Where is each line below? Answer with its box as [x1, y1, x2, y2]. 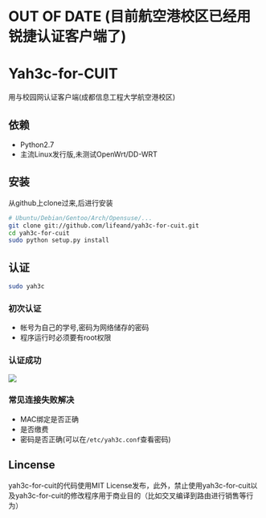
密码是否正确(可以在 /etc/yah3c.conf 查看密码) [19, 434, 171, 444]
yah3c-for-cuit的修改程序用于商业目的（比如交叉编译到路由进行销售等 [14, 491, 247, 500]
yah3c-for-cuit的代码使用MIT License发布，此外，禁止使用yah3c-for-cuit [8, 480, 251, 490]
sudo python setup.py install [8, 236, 110, 245]
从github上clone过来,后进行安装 [8, 198, 113, 207]
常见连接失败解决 [8, 394, 75, 406]
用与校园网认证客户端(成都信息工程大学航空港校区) [8, 92, 176, 102]
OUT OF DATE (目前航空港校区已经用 [8, 7, 252, 26]
